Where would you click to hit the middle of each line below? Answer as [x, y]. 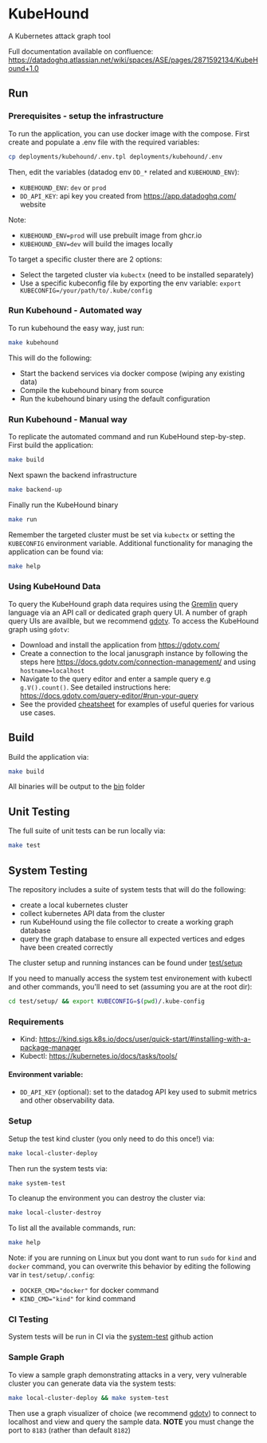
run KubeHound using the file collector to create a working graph [126, 922]
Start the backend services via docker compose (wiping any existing [132, 373]
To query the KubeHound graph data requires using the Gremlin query [123, 604]
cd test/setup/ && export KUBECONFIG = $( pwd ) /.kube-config [106, 1001]
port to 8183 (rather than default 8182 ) [70, 1430]
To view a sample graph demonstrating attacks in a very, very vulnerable [128, 1374]
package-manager [50, 1048]
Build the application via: [49, 757]
